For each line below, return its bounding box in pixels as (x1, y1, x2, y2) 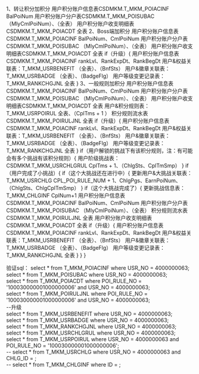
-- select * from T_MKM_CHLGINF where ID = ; (6, 361, 121, 368)
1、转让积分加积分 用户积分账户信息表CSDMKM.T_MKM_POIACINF (6, 5, 170, 12)
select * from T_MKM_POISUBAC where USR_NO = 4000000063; (6, 271, 168, 278)
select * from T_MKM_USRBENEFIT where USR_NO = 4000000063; (6, 310, 173, 317)
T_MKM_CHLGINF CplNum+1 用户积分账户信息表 (6, 192, 125, 199)
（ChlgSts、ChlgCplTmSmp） (6, 185, 80, 191)
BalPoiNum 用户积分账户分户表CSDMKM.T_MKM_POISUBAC (6, 13, 155, 20)
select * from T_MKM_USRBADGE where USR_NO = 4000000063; (6, 317, 169, 324)
